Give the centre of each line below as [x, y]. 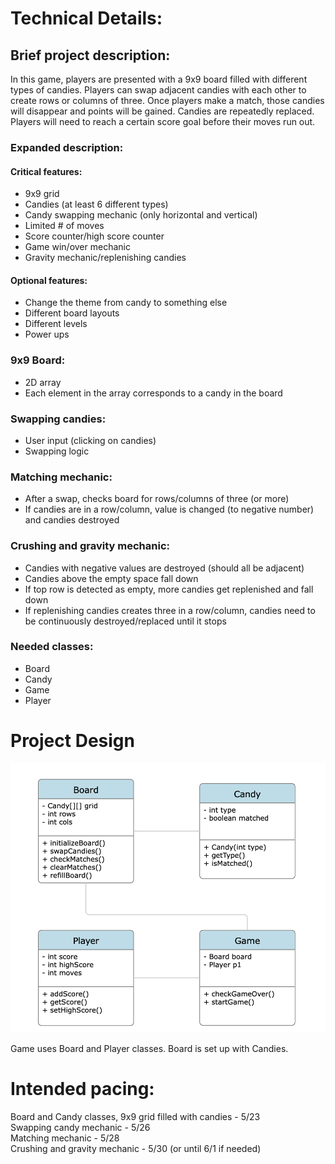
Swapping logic [57, 451]
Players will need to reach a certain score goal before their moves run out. [163, 121]
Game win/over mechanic [77, 247]
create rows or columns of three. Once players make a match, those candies [167, 100]
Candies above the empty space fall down [111, 578]
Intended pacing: [82, 1089]
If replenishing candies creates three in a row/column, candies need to [170, 610]
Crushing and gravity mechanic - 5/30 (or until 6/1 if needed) [136, 1149]
